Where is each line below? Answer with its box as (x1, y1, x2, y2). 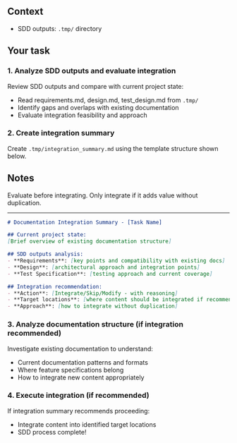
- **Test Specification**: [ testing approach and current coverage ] (7, 270, 213, 277)
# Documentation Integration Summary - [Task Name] (7, 219, 162, 226)
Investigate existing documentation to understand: (7, 344, 154, 353)
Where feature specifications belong (17, 365, 124, 374)
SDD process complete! (17, 427, 87, 436)
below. (7, 152, 27, 160)
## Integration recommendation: (7, 283, 102, 290)
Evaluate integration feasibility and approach (17, 111, 147, 119)
